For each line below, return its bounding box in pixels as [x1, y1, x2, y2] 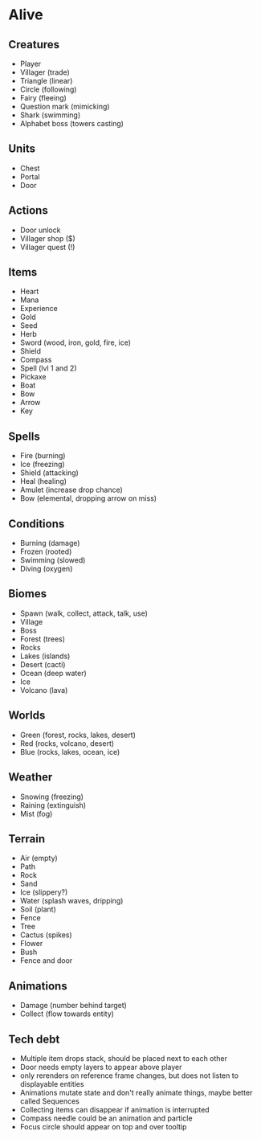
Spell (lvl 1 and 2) [19, 363, 77, 373]
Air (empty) [19, 854, 58, 863]
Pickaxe [19, 372, 47, 382]
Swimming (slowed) [19, 555, 86, 565]
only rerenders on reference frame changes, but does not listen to [19, 1071, 239, 1080]
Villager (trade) [19, 68, 70, 77]
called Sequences [19, 1096, 80, 1106]
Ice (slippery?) [19, 887, 68, 897]
